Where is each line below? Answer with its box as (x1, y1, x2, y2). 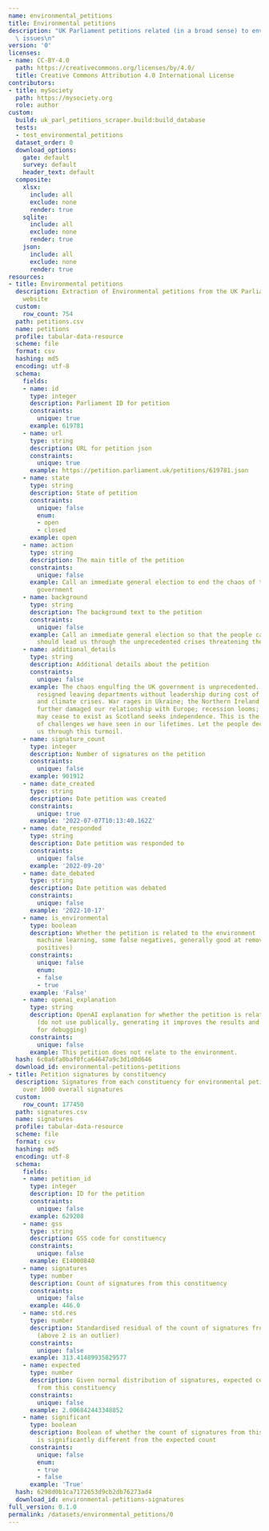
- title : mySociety (8, 86, 74, 95)
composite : (15, 176, 52, 184)
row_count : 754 (22, 310, 74, 318)
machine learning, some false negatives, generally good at (37, 936, 242, 945)
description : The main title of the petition (29, 556, 184, 564)
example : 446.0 (29, 1302, 81, 1310)
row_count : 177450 (22, 1100, 84, 1108)
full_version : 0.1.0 (8, 1503, 78, 1511)
